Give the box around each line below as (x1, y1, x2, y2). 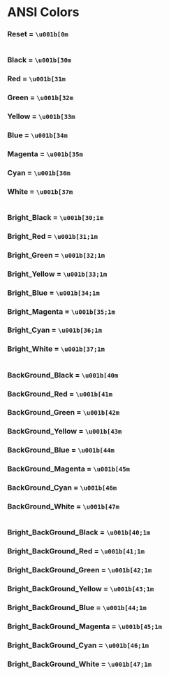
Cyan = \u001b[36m (7, 167, 71, 177)
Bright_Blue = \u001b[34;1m (7, 288, 100, 298)
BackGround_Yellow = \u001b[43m (7, 427, 122, 436)
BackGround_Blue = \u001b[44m (7, 446, 115, 455)
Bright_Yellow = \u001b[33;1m (7, 269, 108, 279)
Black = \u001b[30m (7, 55, 72, 65)
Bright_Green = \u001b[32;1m (7, 250, 105, 260)
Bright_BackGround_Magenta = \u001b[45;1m (7, 621, 163, 631)
